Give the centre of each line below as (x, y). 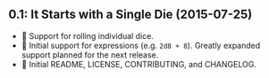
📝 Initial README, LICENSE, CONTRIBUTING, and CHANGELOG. (139, 64)
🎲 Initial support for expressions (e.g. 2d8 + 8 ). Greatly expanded (141, 45)
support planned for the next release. (90, 55)
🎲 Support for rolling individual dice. (87, 35)
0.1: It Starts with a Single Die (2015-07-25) (130, 15)
